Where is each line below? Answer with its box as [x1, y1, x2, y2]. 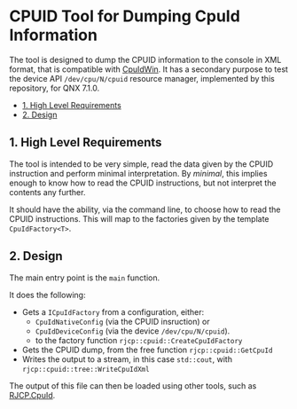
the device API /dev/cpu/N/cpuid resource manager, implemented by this [9, 73, 275, 83]
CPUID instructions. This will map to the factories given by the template [9, 213, 270, 224]
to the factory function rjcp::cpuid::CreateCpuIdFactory [35, 334, 243, 345]
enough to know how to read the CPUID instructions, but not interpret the [9, 177, 277, 188]
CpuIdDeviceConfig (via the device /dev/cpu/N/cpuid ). [35, 326, 231, 336]
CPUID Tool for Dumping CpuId [9, 6, 241, 27]
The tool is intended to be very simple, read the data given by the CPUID [9, 158, 274, 169]
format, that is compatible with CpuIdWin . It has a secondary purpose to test [9, 64, 288, 75]
